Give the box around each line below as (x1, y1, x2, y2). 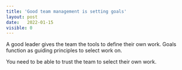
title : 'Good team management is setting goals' (6, 8, 127, 15)
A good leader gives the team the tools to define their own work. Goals (6, 41, 177, 48)
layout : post (6, 14, 38, 20)
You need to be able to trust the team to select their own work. (6, 58, 157, 65)
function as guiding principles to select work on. (6, 47, 122, 54)
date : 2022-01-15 (6, 19, 54, 25)
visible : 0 (6, 24, 33, 31)
